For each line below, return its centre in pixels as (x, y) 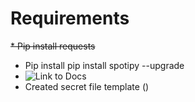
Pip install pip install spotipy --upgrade (104, 65)
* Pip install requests (53, 46)
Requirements (70, 18)
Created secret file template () (87, 86)
